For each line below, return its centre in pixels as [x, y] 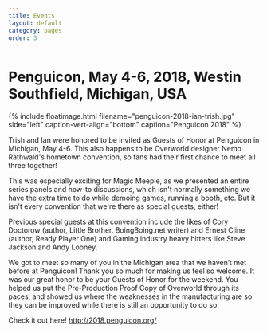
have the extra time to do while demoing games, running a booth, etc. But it [132, 198]
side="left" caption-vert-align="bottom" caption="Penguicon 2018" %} [125, 125]
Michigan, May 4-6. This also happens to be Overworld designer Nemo [125, 149]
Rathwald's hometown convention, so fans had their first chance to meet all [132, 157]
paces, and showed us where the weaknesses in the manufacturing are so [130, 296]
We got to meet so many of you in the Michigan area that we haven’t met [128, 263]
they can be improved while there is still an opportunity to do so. [114, 305]
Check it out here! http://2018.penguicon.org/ [82, 320]
